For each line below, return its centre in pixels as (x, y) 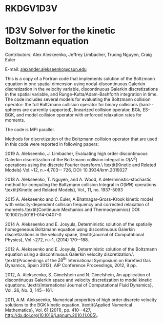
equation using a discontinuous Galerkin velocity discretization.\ (70, 254)
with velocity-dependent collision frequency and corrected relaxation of (77, 204)
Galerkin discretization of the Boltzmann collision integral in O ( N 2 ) (71, 159)
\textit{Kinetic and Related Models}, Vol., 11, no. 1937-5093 (64, 190)
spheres (13, 110)
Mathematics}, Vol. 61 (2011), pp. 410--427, (48, 310)
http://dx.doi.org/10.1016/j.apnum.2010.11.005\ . (51, 315)
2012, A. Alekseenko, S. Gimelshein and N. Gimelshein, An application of (78, 275)
